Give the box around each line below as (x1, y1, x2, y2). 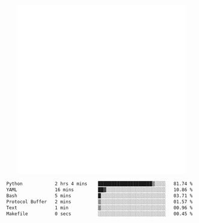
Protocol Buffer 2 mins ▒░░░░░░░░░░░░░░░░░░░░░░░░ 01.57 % (6, 199, 193, 205)
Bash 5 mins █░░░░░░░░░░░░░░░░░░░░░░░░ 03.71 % (6, 193, 193, 199)
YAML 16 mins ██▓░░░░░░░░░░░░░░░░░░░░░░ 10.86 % (6, 187, 193, 193)
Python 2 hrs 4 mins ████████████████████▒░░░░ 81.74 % (6, 181, 193, 187)
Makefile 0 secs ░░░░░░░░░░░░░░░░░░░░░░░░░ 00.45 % (6, 211, 193, 217)
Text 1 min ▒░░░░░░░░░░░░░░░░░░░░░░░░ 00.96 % (6, 205, 193, 211)
